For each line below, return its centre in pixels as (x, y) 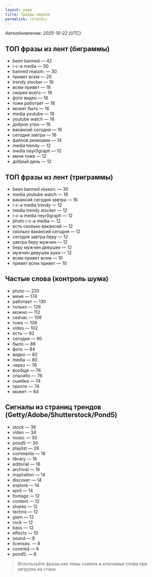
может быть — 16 (31, 109)
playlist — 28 (26, 448)
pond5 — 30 (25, 443)
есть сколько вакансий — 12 (42, 226)
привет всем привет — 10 (39, 263)
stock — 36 (24, 427)
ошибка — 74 (26, 381)
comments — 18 (29, 453)
